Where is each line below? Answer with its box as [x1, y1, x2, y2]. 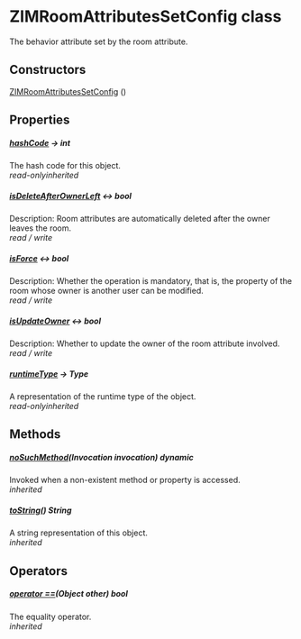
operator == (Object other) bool [9, 589, 128, 599]
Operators [9, 563, 68, 579]
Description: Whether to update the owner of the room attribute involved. [9, 338, 280, 349]
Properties [9, 113, 70, 128]
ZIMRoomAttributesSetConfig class [9, 6, 282, 27]
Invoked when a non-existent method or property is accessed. [9, 475, 241, 486]
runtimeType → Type [9, 368, 89, 379]
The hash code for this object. [9, 160, 122, 171]
